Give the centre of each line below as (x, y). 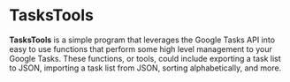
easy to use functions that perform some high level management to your (141, 48)
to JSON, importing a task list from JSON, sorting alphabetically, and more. (145, 68)
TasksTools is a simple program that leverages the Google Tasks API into (142, 40)
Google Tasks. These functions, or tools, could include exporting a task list (145, 58)
